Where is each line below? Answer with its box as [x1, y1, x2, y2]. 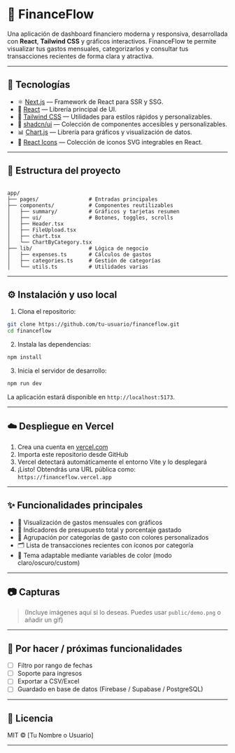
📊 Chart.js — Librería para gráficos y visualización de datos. [17, 128, 192, 136]
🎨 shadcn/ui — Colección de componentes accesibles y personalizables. [17, 119, 227, 128]
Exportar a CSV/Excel [17, 677, 80, 686]
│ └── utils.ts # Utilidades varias [7, 263, 149, 270]
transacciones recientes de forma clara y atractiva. [7, 52, 154, 60]
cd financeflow [7, 328, 52, 335]
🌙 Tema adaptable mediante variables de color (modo [17, 551, 173, 559]
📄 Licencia [7, 712, 54, 724]
